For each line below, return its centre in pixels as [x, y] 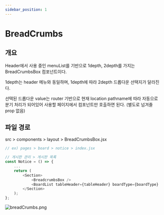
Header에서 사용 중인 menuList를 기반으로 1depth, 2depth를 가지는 [70, 65]
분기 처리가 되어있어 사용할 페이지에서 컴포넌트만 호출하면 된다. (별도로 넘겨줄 [79, 104]
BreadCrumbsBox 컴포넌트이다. [36, 72]
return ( [23, 171]
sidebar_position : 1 [26, 10]
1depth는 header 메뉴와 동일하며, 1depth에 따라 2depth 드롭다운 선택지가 [76, 82]
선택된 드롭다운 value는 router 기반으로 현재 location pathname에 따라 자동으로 [82, 98]
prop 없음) [15, 111]
